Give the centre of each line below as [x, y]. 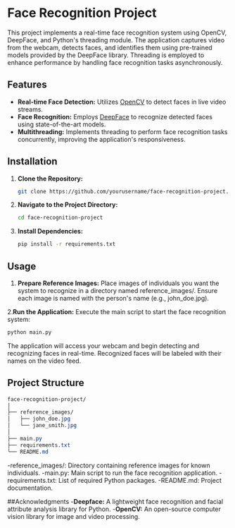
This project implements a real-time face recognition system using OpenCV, [117, 32]
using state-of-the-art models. [62, 124]
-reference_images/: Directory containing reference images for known [109, 465]
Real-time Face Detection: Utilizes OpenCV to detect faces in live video [122, 102]
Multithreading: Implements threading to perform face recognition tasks [122, 131]
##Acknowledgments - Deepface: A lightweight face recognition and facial [115, 501]
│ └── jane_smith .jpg [42, 426]
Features [27, 85]
